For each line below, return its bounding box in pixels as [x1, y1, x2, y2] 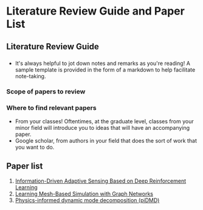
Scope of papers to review [6, 87, 86, 96]
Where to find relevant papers [6, 104, 97, 112]
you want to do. [15, 143, 55, 151]
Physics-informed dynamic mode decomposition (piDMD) [15, 196, 160, 204]
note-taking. [15, 72, 46, 80]
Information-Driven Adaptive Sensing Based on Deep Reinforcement [15, 177, 187, 185]
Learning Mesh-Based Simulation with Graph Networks [15, 190, 154, 197]
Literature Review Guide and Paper [6, 4, 185, 18]
